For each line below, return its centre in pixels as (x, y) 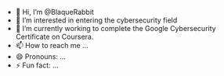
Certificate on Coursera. (54, 36)
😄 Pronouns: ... (41, 57)
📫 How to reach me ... (52, 45)
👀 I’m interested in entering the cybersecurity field (96, 20)
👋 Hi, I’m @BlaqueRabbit (54, 12)
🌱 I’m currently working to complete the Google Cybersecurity (116, 28)
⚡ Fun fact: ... (37, 65)
